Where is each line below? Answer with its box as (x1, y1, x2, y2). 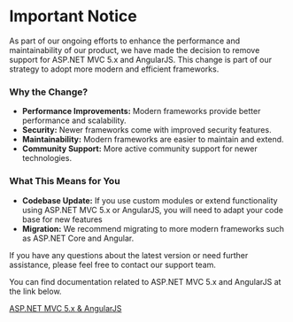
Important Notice (9, 6, 137, 27)
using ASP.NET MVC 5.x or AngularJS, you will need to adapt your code (21, 204, 283, 215)
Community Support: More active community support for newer (21, 143, 258, 154)
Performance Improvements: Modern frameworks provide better (21, 106, 261, 117)
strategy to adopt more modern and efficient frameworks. (9, 64, 220, 74)
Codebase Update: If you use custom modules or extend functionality (21, 195, 278, 205)
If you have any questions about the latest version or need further (9, 249, 249, 260)
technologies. (21, 153, 73, 164)
